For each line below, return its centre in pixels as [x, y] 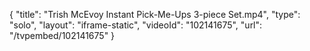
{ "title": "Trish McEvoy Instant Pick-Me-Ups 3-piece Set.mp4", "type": [155, 14]
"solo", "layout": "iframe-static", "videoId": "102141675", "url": [136, 25]
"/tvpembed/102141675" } [62, 35]
